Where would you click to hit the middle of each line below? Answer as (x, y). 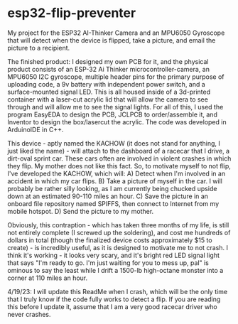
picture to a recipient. (39, 48)
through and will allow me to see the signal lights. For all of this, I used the (115, 107)
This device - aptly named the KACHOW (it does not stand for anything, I (114, 143)
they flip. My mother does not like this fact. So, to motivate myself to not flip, (119, 166)
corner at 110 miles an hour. (48, 278)
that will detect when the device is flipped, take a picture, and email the (112, 40)
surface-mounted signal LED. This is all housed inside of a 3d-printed (109, 92)
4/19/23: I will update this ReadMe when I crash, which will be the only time (118, 291)
